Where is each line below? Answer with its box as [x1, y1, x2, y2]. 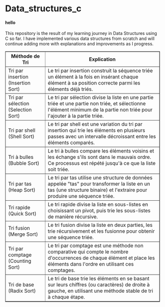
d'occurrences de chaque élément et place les [47, 254, 155, 261]
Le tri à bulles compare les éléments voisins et [47, 148, 154, 154]
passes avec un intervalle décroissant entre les [47, 133, 156, 140]
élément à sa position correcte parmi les [47, 80, 140, 87]
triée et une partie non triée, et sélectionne [47, 100, 146, 107]
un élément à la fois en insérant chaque [47, 73, 138, 80]
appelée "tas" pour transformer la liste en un [47, 181, 150, 187]
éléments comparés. [47, 139, 95, 146]
